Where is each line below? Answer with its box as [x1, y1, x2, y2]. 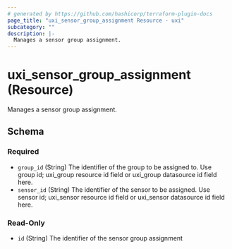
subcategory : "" [7, 23, 55, 30]
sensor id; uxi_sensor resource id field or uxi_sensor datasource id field [17, 193, 226, 201]
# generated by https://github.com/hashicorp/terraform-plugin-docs [7, 10, 213, 18]
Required [7, 147, 39, 157]
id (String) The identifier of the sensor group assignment [17, 234, 183, 243]
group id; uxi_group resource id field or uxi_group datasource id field [17, 170, 217, 178]
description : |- [7, 30, 55, 37]
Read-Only [7, 218, 46, 228]
